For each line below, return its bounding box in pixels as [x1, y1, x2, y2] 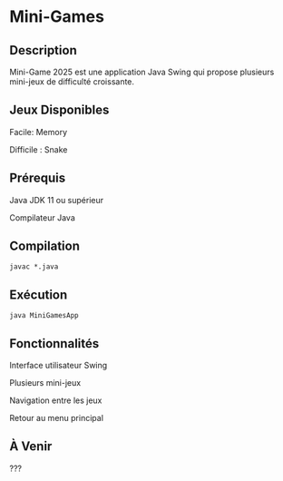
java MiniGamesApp [9, 311, 79, 320]
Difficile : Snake [9, 143, 68, 155]
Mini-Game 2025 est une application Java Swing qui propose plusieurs [9, 66, 275, 77]
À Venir [9, 438, 53, 455]
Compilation [9, 239, 80, 254]
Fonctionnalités [9, 336, 100, 351]
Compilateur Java [9, 211, 75, 223]
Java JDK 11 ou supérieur [9, 194, 104, 205]
